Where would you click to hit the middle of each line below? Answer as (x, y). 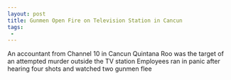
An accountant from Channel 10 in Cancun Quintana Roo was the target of (116, 54)
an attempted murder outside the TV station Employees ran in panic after (114, 62)
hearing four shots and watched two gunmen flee (80, 69)
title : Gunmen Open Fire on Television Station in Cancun (95, 21)
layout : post (27, 14)
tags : (15, 27)
